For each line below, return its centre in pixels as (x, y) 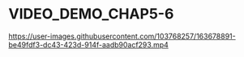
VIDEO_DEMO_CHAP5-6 (91, 14)
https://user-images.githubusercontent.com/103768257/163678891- (122, 36)
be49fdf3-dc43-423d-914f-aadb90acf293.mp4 (88, 44)
